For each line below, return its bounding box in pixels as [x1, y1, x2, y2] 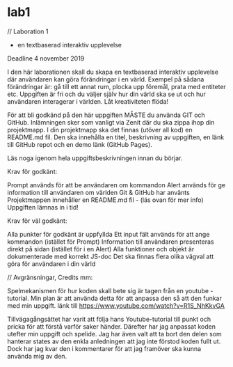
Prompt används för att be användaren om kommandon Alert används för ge [7, 180, 226, 189]
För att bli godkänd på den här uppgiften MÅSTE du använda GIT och [7, 111, 205, 119]
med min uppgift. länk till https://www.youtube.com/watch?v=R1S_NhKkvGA [7, 301, 225, 310]
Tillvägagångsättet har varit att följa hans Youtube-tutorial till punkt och [7, 315, 211, 323]
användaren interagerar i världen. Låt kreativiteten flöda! [7, 97, 169, 105]
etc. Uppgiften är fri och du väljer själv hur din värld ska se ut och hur [7, 90, 207, 98]
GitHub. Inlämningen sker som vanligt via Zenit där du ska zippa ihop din [7, 118, 215, 126]
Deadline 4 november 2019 [7, 54, 85, 63]
